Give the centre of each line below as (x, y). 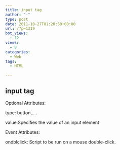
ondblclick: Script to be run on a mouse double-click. (61, 142)
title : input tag (24, 10)
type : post (17, 19)
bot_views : (17, 33)
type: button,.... (21, 113)
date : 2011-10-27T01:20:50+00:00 (41, 24)
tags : (11, 61)
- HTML (17, 66)
